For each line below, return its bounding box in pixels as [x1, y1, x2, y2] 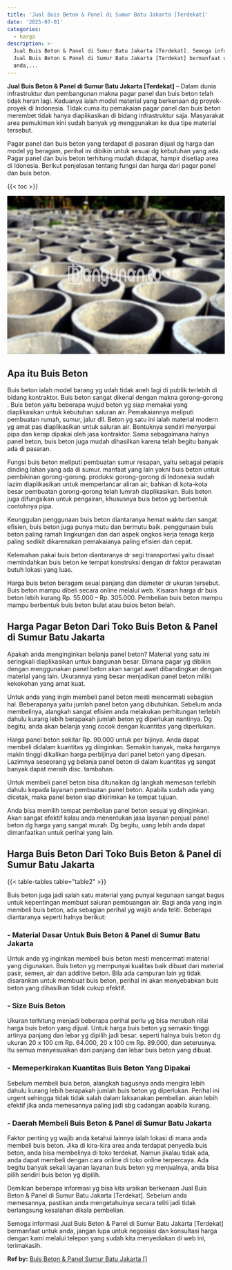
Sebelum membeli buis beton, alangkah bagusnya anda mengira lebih [7, 1079, 205, 1087]
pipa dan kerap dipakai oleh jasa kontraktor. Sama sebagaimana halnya [7, 430, 209, 439]
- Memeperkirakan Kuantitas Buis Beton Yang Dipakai [7, 1064, 191, 1073]
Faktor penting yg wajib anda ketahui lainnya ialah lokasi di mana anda [7, 1133, 207, 1142]
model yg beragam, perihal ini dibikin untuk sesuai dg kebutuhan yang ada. [7, 146, 221, 155]
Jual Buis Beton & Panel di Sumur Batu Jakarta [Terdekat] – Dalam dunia [7, 81, 216, 90]
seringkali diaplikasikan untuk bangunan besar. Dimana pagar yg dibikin [7, 657, 211, 666]
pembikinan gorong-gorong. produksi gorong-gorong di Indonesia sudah [7, 473, 215, 481]
